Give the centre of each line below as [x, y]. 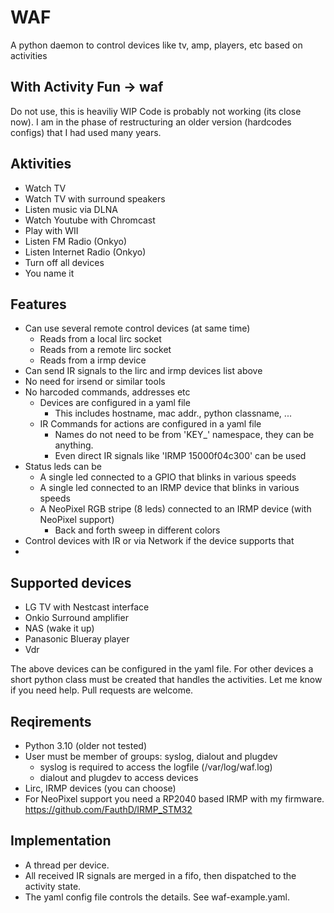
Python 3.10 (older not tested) [86, 745]
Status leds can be [63, 467]
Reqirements [51, 721]
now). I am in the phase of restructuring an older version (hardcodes [151, 122]
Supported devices [71, 582]
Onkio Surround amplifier [76, 618]
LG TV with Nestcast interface [87, 607]
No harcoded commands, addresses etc [107, 392]
